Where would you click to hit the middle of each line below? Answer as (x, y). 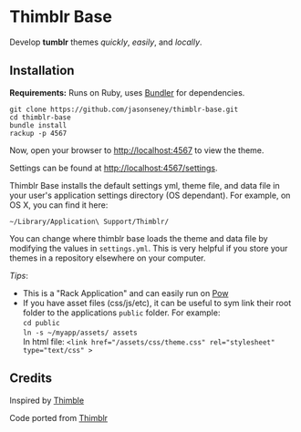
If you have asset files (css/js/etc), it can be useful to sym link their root (157, 303)
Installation (42, 71)
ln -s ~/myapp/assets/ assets (80, 333)
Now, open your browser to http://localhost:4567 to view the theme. (137, 150)
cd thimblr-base (40, 117)
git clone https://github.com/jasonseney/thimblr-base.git (124, 109)
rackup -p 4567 (38, 133)
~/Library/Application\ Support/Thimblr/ (89, 221)
